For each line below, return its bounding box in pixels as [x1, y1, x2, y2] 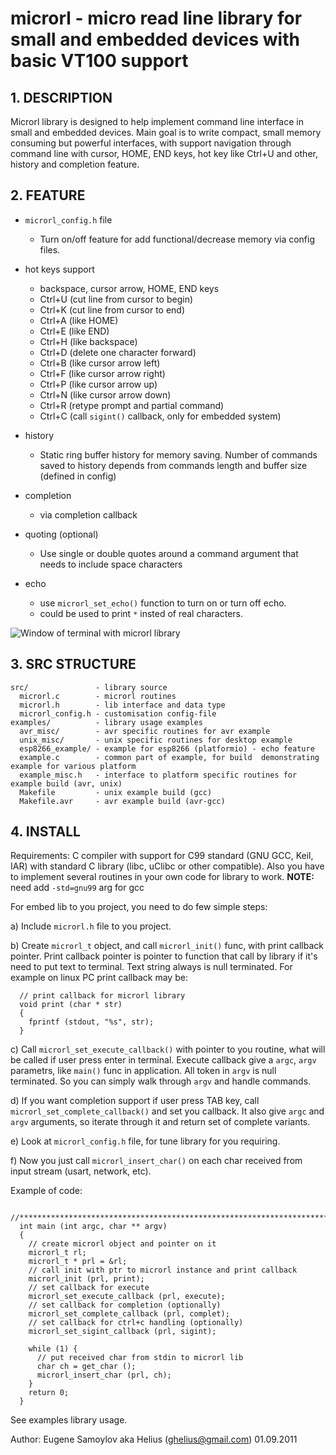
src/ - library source [10, 682, 168, 692]
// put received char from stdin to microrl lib [36, 1353, 244, 1363]
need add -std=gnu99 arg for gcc [10, 882, 145, 894]
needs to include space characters [39, 558, 183, 570]
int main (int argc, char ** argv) [19, 1222, 168, 1232]
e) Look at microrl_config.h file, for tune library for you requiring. [10, 1135, 281, 1147]
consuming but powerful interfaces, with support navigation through [10, 137, 292, 149]
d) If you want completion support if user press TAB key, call [10, 1095, 260, 1107]
